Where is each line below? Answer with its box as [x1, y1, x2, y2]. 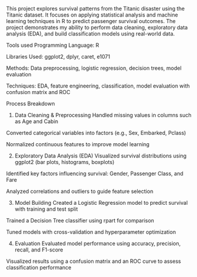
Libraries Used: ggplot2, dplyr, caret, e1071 [6, 53, 111, 60]
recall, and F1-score [14, 246, 63, 253]
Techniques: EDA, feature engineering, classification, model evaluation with [6, 82, 190, 89]
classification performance [6, 264, 72, 271]
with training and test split [14, 205, 78, 212]
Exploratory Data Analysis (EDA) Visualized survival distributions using [14, 152, 187, 159]
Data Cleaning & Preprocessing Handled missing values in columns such [14, 112, 192, 118]
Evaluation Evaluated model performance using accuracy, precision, [14, 240, 181, 247]
